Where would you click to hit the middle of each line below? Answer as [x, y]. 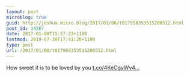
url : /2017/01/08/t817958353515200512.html [62, 51]
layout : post [23, 12]
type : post [20, 45]
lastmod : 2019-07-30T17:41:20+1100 [51, 39]
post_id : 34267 [25, 28]
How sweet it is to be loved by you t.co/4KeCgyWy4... [73, 67]
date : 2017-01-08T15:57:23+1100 [47, 34]
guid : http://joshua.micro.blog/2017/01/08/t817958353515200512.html [95, 23]
